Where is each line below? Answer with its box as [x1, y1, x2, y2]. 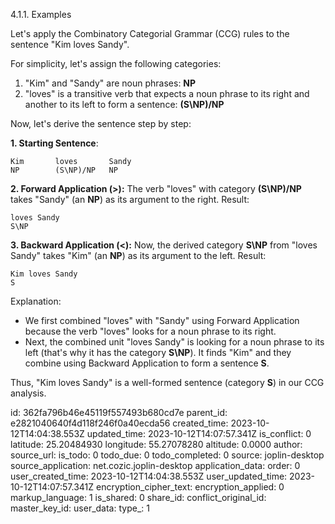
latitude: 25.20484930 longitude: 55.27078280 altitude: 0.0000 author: [10, 439, 303, 450]
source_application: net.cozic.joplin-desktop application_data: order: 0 [10, 460, 301, 471]
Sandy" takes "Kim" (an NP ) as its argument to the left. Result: [10, 250, 267, 261]
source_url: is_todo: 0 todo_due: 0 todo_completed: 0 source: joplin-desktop [10, 449, 325, 461]
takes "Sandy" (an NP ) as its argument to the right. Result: [10, 194, 250, 205]
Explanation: [10, 295, 62, 307]
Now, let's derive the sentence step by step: [10, 118, 192, 129]
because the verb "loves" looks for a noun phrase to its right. [24, 325, 277, 337]
